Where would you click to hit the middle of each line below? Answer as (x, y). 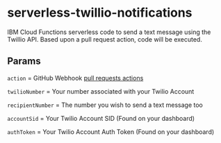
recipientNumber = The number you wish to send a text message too (105, 105)
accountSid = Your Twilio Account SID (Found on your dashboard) (101, 118)
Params (24, 61)
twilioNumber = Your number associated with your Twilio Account (101, 91)
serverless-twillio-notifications (100, 13)
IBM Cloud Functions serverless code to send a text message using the (109, 32)
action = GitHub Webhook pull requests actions (75, 78)
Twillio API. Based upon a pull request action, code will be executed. (105, 39)
